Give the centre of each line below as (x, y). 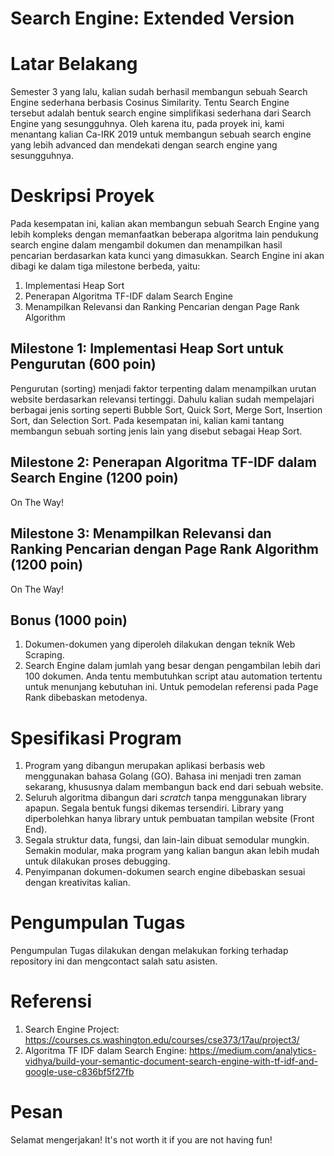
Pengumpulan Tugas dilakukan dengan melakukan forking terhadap (149, 951)
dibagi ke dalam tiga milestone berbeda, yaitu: (105, 266)
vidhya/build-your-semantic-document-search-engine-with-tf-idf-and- (171, 1061)
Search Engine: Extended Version (152, 18)
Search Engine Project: (72, 1029)
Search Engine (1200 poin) (94, 478)
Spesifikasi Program (96, 738)
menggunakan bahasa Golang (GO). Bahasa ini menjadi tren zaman (163, 776)
